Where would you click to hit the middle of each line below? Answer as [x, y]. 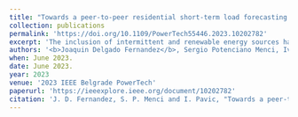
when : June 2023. [41, 58]
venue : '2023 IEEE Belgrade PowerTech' [83, 83]
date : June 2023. [41, 67]
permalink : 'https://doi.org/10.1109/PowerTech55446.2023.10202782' [138, 33]
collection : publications [57, 26]
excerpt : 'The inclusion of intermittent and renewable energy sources [144, 42]
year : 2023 [29, 75]
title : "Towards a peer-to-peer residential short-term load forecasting [149, 17]
